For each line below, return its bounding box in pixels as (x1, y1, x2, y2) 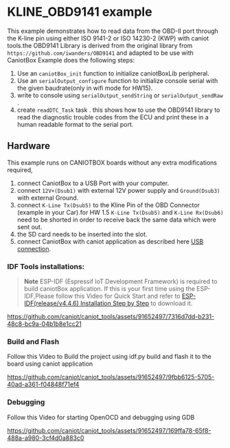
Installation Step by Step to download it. (80, 299, 193, 307)
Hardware (7, 140, 50, 152)
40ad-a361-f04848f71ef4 (7, 380, 80, 388)
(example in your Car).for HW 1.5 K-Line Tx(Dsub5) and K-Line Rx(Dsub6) (16, 208, 224, 216)
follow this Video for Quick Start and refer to (56, 292, 181, 300)
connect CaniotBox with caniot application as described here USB (16, 237, 204, 246)
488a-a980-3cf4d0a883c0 (7, 434, 84, 442)
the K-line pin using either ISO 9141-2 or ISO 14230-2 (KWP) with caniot (7, 34, 209, 42)
